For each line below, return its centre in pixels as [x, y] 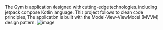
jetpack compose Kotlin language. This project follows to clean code [74, 12]
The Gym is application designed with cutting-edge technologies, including [81, 7]
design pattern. [20, 22]
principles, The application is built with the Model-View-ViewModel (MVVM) [82, 17]
